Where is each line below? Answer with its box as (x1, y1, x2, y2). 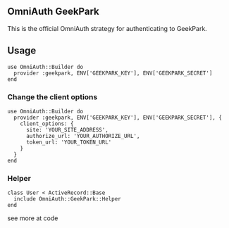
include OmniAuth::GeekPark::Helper (13, 196, 121, 203)
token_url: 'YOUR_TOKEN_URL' (25, 139, 112, 146)
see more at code (7, 214, 58, 222)
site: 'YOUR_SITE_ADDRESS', (25, 126, 109, 133)
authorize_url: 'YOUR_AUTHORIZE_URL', (25, 132, 140, 139)
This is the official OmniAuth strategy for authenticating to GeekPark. (7, 24, 208, 32)
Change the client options (7, 91, 98, 101)
